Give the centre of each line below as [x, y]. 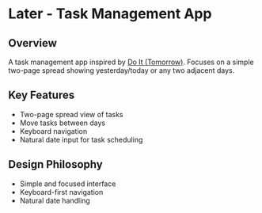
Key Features [42, 95]
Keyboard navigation [53, 131]
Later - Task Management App [110, 14]
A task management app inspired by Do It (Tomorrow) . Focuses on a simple [131, 62]
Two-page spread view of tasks [71, 114]
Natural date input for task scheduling [81, 139]
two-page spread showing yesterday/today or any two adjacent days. [122, 70]
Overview [33, 43]
